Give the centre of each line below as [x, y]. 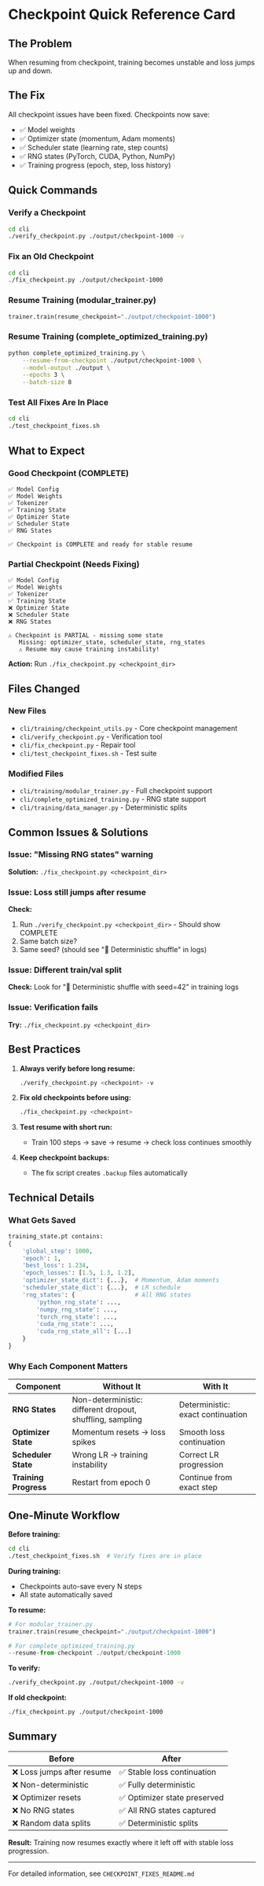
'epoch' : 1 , [42, 1258]
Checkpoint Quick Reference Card [122, 15]
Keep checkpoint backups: [64, 1157]
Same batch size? [48, 941]
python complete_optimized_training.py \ [77, 353]
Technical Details [51, 1198]
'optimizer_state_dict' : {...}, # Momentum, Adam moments [121, 1280]
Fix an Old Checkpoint [51, 257]
